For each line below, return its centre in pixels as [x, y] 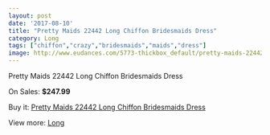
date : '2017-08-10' [41, 23]
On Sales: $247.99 [39, 92]
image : [19, 53]
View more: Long [37, 123]
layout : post [30, 16]
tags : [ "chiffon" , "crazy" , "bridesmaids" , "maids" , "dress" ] [107, 46]
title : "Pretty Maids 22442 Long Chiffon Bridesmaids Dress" [113, 31]
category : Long [34, 38]
